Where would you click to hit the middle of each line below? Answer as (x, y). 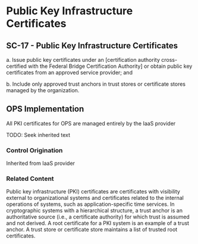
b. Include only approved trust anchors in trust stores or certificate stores (96, 84)
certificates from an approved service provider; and (69, 72)
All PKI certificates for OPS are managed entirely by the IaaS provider (91, 123)
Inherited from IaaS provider (41, 163)
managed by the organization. (43, 90)
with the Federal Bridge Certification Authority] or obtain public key (110, 66)
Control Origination (34, 150)
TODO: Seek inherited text (38, 134)
